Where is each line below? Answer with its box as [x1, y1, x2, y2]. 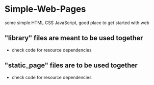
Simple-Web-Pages [4, 3, 86, 15]
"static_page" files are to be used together [4, 61, 138, 70]
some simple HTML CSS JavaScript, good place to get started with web [4, 20, 150, 26]
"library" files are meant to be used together [4, 34, 143, 42]
